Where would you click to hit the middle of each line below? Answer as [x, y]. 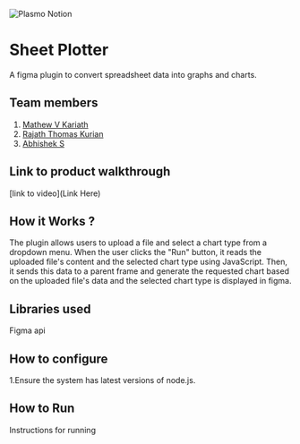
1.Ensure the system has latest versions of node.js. [103, 380]
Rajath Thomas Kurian [63, 133]
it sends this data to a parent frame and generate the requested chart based [149, 271]
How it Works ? [52, 221]
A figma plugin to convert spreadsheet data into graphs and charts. [133, 74]
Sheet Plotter [59, 50]
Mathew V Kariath [55, 124]
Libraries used [50, 309]
